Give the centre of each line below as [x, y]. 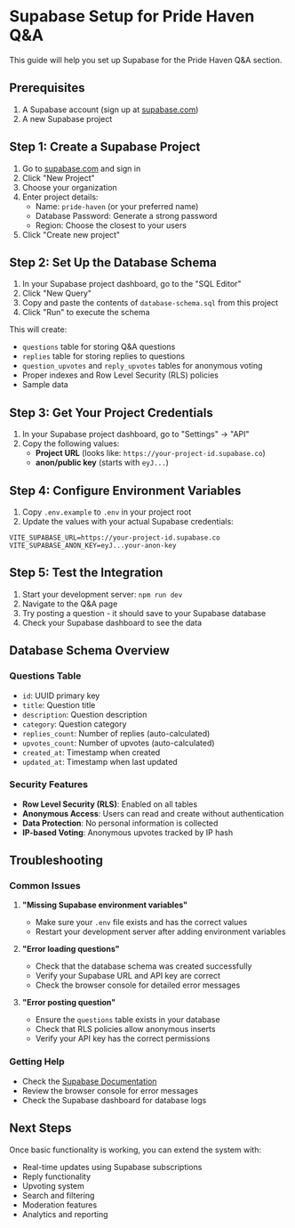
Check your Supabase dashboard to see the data [112, 622]
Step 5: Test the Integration [86, 573]
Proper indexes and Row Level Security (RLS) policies [120, 375]
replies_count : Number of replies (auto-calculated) [116, 733]
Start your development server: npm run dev [102, 594]
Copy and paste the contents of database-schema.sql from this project [150, 303]
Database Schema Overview [90, 651]
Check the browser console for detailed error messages [138, 985]
